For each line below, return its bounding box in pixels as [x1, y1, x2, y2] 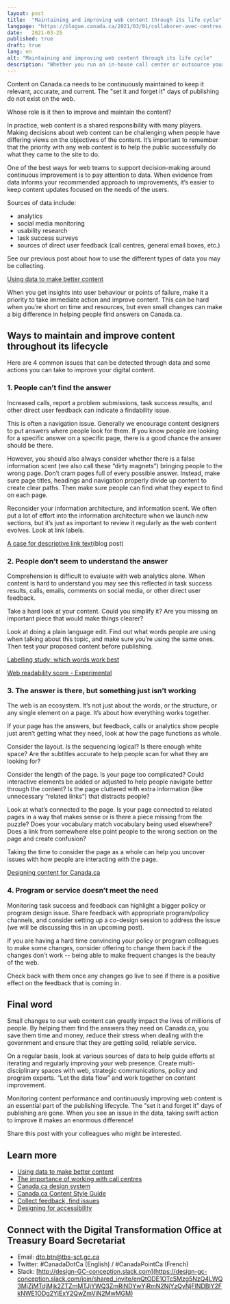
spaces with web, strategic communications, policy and [40, 1067, 198, 1075]
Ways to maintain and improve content [7, 330, 175, 341]
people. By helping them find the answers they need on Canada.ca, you [7, 1024, 209, 1033]
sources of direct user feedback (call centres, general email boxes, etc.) [16, 241, 220, 249]
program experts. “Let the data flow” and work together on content [7, 1074, 196, 1082]
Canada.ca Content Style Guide [16, 1190, 106, 1198]
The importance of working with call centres [16, 1175, 142, 1183]
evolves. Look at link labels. [7, 526, 85, 534]
